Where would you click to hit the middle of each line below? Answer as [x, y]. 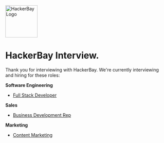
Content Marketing [33, 135]
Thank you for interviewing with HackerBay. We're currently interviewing [82, 69]
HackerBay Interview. [52, 56]
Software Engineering [29, 85]
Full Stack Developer [35, 95]
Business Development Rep [42, 115]
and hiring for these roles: [33, 75]
